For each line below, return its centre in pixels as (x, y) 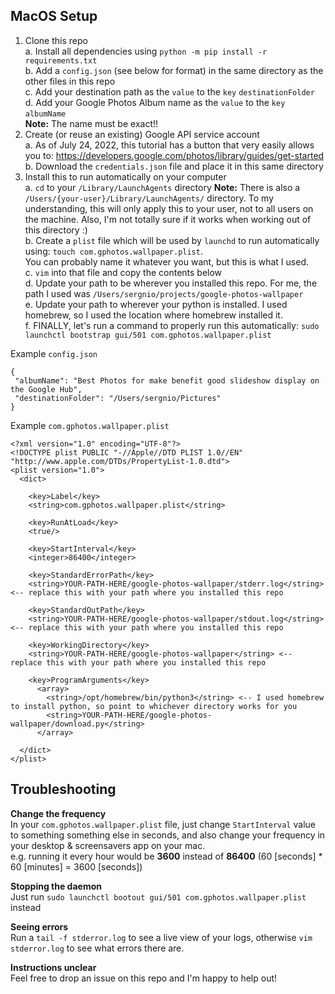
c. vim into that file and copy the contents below (123, 272)
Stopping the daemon (56, 886)
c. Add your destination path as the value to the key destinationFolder (169, 91)
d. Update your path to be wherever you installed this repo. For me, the (171, 283)
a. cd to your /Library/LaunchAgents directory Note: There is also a (162, 187)
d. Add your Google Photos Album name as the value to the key (155, 102)
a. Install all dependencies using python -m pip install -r (146, 51)
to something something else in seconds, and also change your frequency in (168, 835)
